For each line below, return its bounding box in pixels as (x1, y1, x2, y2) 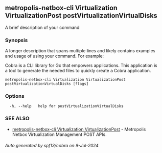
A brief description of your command (5, 24, 80, 30)
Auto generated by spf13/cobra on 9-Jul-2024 (5, 143, 99, 149)
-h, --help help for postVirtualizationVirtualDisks (9, 104, 124, 109)
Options (5, 93, 24, 100)
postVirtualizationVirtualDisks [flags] (5, 82, 89, 87)
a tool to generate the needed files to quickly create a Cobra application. (5, 68, 151, 74)
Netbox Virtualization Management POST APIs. (12, 131, 107, 137)
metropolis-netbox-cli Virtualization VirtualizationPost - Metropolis (12, 126, 146, 132)
